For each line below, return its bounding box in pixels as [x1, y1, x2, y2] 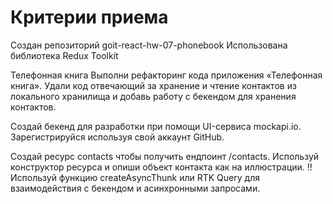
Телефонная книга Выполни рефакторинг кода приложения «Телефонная [10, 69, 323, 81]
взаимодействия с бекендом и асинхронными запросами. [10, 182, 261, 194]
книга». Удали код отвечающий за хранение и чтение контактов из [10, 79, 297, 91]
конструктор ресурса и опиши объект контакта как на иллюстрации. [10, 161, 305, 173]
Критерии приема [10, 6, 169, 29]
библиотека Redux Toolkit [10, 49, 119, 61]
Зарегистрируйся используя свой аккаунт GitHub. [10, 131, 225, 143]
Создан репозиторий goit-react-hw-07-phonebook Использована [10, 39, 288, 51]
